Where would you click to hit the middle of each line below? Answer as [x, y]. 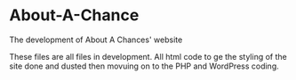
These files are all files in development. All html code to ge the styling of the [148, 56]
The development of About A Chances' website [96, 40]
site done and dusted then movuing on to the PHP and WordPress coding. [144, 66]
